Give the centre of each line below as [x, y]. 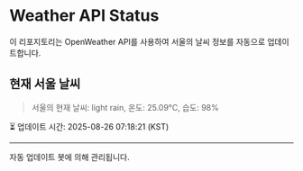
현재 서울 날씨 [45, 84]
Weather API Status [84, 16]
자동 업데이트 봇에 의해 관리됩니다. [69, 157]
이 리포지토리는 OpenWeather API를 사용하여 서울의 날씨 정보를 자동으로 [138, 41]
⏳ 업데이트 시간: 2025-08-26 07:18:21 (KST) [89, 126]
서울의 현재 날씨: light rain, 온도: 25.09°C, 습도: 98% [125, 107]
